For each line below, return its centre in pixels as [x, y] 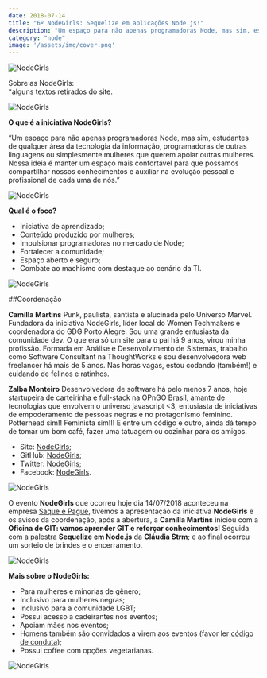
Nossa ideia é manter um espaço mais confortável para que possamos [124, 163]
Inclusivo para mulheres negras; [72, 600]
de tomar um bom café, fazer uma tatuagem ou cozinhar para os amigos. [128, 432]
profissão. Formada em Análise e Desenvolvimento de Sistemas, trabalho [128, 349]
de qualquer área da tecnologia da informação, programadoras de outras [128, 146]
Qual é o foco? [33, 211]
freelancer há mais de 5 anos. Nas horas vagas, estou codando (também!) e [133, 366]
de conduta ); [41, 642]
